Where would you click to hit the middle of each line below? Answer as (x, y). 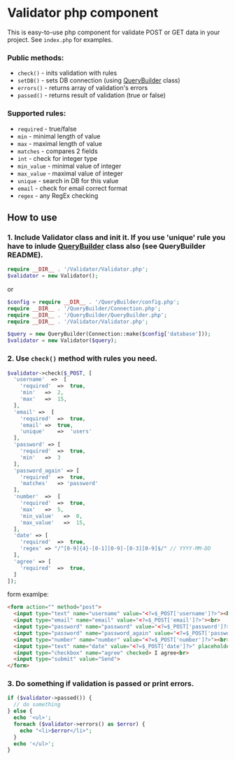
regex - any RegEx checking (58, 195)
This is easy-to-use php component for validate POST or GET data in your (114, 32)
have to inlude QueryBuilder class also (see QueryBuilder (106, 246)
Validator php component (83, 13)
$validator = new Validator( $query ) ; (62, 340)
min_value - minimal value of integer (69, 166)
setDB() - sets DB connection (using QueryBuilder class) (99, 80)
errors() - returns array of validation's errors (83, 88)
